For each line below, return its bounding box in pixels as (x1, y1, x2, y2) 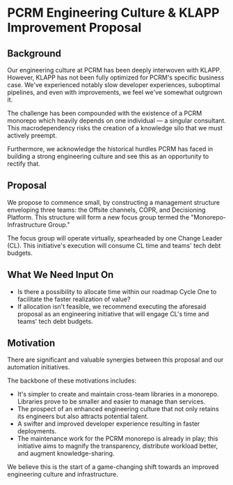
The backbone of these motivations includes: (7, 376, 137, 385)
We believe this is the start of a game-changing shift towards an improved (7, 463, 219, 471)
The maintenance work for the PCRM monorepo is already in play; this (17, 434, 218, 443)
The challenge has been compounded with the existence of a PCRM (7, 109, 202, 117)
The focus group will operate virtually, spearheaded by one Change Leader (7, 233, 223, 242)
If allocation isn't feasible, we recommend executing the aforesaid (17, 302, 207, 311)
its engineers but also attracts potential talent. (17, 413, 149, 421)
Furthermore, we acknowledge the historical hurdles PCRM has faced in (7, 145, 214, 153)
